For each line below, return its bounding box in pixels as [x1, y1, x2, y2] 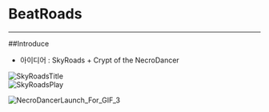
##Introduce [8, 38, 50, 48]
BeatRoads [8, 5, 82, 23]
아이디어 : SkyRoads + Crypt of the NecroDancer [19, 55, 180, 65]
